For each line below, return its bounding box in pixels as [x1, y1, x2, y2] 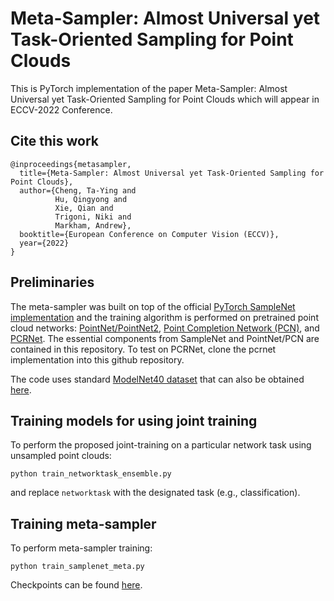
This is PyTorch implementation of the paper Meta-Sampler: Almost [10, 82, 288, 94]
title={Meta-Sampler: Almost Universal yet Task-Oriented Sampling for [19, 168, 325, 178]
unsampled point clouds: [10, 450, 112, 462]
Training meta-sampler [10, 515, 157, 532]
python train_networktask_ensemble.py [10, 469, 172, 479]
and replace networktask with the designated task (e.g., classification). [10, 487, 301, 499]
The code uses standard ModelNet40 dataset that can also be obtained [10, 373, 305, 385]
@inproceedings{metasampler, [10, 159, 132, 169]
